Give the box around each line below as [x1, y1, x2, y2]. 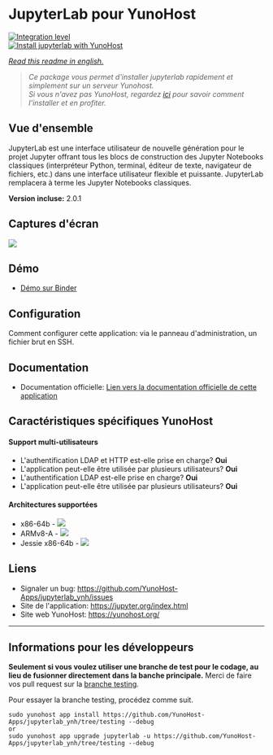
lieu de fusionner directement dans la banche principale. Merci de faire [8, 670, 252, 680]
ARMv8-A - [19, 528, 58, 538]
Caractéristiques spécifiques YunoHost [8, 414, 214, 428]
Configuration [8, 307, 81, 321]
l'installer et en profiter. [28, 98, 107, 107]
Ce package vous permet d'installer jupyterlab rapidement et [28, 72, 233, 81]
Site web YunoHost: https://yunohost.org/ [19, 609, 160, 619]
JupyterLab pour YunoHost [8, 5, 197, 24]
